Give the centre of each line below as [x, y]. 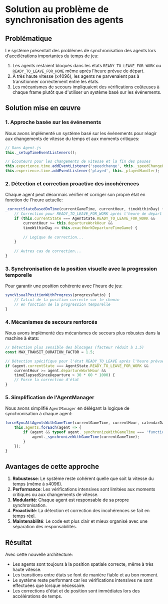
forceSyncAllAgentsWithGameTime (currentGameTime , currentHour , [72, 423]
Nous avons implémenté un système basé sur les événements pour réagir [81, 133]
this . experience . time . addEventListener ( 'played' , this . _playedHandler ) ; [82, 171]
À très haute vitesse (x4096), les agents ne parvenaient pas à [76, 76]
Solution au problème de [57, 9]
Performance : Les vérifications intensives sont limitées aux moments [84, 489]
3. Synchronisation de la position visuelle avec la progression [81, 269]
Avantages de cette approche [52, 466]
